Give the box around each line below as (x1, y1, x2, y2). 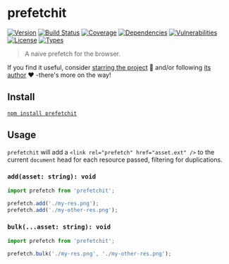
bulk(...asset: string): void (7, 223, 111, 231)
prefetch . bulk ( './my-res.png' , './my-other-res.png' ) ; (7, 250, 172, 257)
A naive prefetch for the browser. (24, 49, 121, 58)
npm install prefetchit (7, 109, 78, 117)
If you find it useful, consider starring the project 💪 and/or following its (7, 63, 211, 71)
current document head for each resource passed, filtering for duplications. (7, 155, 223, 164)
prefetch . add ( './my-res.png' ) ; (7, 200, 99, 207)
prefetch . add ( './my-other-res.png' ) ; (7, 206, 118, 213)
